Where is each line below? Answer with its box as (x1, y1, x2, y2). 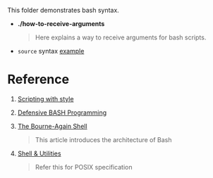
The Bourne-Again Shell (17, 122, 87, 130)
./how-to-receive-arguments (17, 20, 105, 27)
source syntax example (17, 47, 85, 55)
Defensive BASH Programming (17, 108, 107, 117)
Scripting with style (17, 94, 74, 103)
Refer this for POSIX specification (35, 163, 133, 171)
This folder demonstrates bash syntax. (7, 6, 120, 14)
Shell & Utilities (17, 149, 61, 158)
